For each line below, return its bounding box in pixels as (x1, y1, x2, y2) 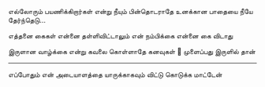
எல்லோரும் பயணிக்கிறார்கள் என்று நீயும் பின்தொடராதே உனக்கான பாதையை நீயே (8, 7, 253, 16)
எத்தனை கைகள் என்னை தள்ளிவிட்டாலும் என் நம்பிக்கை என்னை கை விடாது (8, 31, 233, 40)
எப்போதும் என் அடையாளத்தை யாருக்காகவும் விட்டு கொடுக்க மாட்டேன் (8, 70, 222, 79)
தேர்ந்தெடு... (8, 16, 46, 24)
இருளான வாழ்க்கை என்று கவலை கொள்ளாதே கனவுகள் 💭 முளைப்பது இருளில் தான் (8, 47, 256, 56)
